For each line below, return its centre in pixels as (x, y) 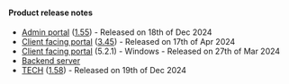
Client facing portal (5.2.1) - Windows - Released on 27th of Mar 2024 (151, 51)
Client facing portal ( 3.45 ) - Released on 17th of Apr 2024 (128, 42)
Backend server (51, 61)
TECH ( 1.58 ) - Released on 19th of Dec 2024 (104, 71)
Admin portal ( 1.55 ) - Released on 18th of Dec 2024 (117, 32)
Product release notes (51, 13)
